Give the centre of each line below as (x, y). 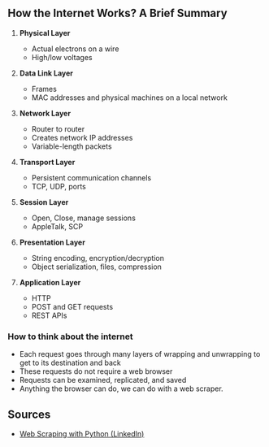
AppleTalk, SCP (57, 226)
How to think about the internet (70, 336)
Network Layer (45, 113)
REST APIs (49, 315)
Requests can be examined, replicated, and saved (103, 380)
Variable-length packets (72, 146)
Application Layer (50, 282)
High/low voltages (62, 57)
